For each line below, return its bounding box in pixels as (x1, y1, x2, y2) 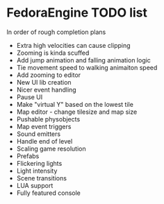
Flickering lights (16, 159, 63, 167)
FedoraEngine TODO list (6, 5, 147, 21)
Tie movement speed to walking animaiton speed (16, 63, 158, 71)
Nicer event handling (16, 85, 77, 94)
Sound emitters (16, 130, 60, 138)
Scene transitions (16, 173, 67, 182)
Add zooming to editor (16, 71, 81, 79)
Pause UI (16, 92, 43, 101)
